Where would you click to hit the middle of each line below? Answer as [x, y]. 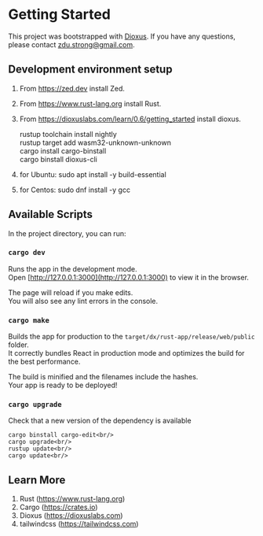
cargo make [29, 320]
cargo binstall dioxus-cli [58, 159]
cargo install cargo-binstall [63, 150]
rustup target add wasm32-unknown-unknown [95, 142]
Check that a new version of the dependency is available [100, 421]
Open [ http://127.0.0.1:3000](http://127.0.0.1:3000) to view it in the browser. [129, 277]
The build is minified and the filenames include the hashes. [103, 377]
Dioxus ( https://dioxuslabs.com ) [71, 516]
